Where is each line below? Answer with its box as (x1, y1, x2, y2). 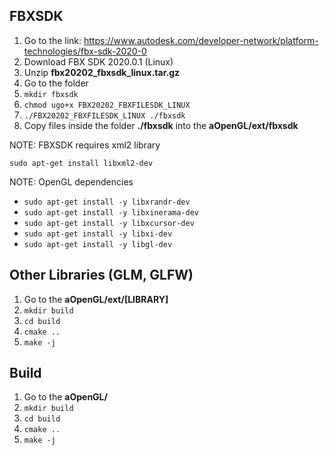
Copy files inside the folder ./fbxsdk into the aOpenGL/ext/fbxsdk (23, 119, 299, 131)
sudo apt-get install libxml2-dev (9, 158, 154, 168)
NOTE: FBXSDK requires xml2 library (9, 139, 161, 151)
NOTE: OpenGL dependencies (9, 175, 134, 188)
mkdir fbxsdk (23, 89, 79, 99)
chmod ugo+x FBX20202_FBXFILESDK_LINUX (23, 100, 191, 110)
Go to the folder (23, 77, 89, 89)
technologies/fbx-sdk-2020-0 (23, 45, 147, 57)
